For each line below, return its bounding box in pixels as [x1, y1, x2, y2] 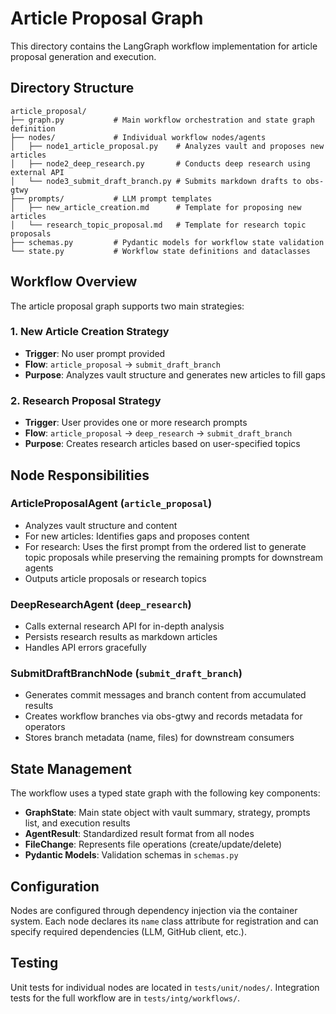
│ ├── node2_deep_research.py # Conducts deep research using [10, 158, 311, 169]
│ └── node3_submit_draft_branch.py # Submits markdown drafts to [10, 176, 302, 186]
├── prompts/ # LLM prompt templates [10, 193, 213, 204]
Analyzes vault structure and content [24, 519, 178, 531]
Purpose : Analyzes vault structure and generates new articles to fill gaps [24, 368, 326, 381]
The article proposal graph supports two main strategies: [10, 300, 245, 312]
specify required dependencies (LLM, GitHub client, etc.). [10, 926, 247, 938]
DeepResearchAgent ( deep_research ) [10, 597, 192, 611]
